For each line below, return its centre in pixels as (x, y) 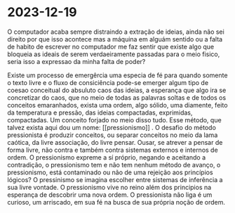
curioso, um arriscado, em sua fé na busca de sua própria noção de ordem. (116, 202)
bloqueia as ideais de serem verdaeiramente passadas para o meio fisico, (114, 54)
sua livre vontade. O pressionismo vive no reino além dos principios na (109, 187)
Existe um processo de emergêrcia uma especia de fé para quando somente (117, 75)
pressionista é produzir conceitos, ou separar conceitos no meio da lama (113, 135)
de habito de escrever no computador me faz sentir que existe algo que (111, 46)
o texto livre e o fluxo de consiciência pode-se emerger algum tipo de (108, 82)
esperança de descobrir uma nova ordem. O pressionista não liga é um (110, 195)
